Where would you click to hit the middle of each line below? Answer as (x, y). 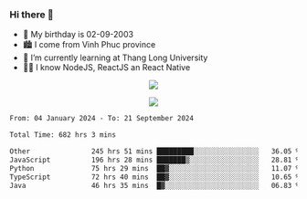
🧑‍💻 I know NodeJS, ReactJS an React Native (106, 68)
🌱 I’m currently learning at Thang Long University (115, 58)
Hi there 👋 (32, 15)
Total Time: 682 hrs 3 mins (63, 135)
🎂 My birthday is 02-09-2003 (78, 35)
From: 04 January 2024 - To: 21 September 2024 (102, 119)
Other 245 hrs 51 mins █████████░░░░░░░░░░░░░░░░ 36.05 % (155, 152)
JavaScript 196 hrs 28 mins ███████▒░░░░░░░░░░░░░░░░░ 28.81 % (155, 160)
